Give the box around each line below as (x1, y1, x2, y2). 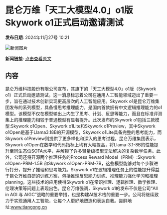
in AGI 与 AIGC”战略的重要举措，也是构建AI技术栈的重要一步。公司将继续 (5, 191, 155, 197)
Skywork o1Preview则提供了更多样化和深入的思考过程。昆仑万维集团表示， (5, 135, 159, 141)
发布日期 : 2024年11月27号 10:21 (5, 34, 70, 40)
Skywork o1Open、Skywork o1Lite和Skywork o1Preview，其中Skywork (10, 123, 156, 129)
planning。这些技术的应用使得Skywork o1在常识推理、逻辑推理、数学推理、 (5, 179, 160, 185)
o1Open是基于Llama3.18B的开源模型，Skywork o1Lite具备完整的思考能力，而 (5, 129, 162, 135)
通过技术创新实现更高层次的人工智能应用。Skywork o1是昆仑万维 (22, 98, 156, 104)
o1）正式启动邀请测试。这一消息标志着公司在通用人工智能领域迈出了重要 (5, 92, 154, 98)
